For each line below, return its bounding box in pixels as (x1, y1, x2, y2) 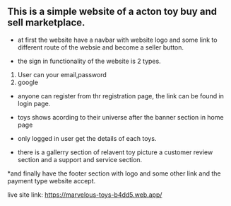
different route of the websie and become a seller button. (17, 42, 184, 52)
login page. (17, 99, 51, 108)
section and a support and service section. (17, 155, 143, 164)
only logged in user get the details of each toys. (17, 134, 157, 142)
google (17, 78, 39, 86)
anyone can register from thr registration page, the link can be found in (17, 91, 225, 100)
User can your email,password (17, 70, 107, 79)
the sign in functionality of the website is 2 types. (17, 57, 161, 65)
